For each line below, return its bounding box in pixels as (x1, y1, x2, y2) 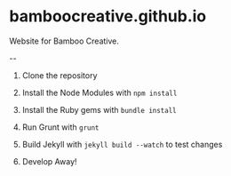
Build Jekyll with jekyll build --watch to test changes (21, 139, 223, 149)
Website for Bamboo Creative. (9, 36, 120, 46)
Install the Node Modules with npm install (21, 87, 178, 98)
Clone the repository (21, 69, 98, 81)
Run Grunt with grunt (21, 122, 100, 132)
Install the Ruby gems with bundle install (21, 104, 178, 115)
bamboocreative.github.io (9, 6, 207, 27)
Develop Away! (21, 156, 77, 166)
